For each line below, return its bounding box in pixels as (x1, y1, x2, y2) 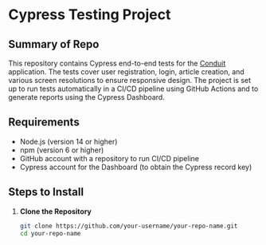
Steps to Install (8, 185, 84, 199)
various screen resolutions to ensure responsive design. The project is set (8, 76, 252, 85)
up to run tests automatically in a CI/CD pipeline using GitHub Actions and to (8, 84, 259, 93)
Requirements (8, 116, 80, 129)
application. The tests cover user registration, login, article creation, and (8, 67, 244, 77)
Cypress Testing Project (8, 6, 171, 24)
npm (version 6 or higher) (19, 145, 104, 155)
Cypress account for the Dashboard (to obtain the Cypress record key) (19, 162, 252, 172)
